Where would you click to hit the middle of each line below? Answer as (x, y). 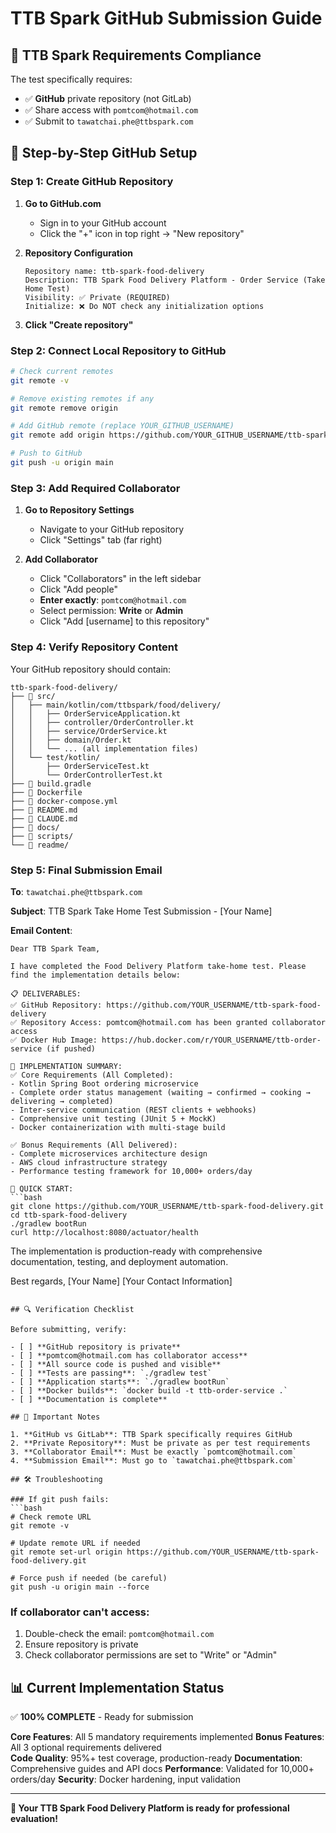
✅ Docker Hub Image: (54, 1040)
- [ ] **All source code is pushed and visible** (116, 1364)
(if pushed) (71, 1048)
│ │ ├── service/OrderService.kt (89, 731)
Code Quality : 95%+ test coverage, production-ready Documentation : (156, 1758)
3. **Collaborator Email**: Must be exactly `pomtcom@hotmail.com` (154, 1452)
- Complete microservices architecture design (109, 1153)
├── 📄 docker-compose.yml (64, 801)
